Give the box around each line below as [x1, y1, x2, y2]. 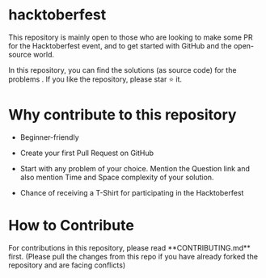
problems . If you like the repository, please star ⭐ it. [8, 74, 182, 84]
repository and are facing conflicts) [8, 260, 126, 270]
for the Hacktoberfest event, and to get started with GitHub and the [8, 40, 232, 50]
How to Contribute [8, 217, 135, 235]
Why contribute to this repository [8, 106, 237, 124]
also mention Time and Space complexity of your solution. [19, 172, 214, 182]
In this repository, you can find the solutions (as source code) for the [8, 65, 237, 74]
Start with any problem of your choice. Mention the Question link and [19, 163, 251, 173]
